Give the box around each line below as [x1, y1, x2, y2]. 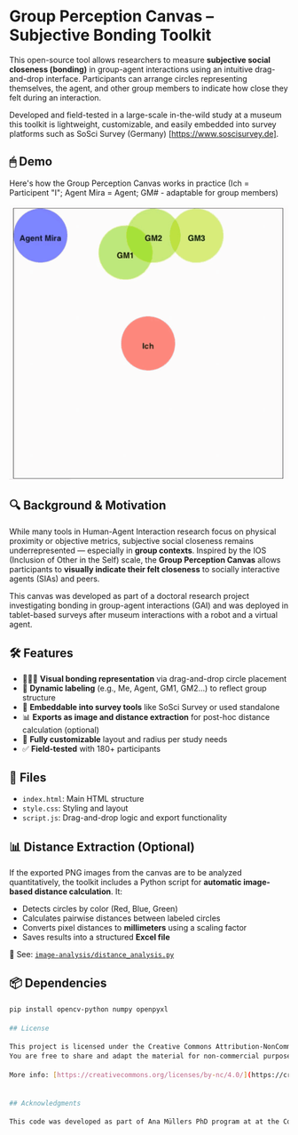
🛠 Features [9, 645, 74, 660]
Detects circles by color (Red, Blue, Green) [21, 903, 178, 914]
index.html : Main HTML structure [21, 794, 145, 804]
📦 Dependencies [9, 976, 107, 991]
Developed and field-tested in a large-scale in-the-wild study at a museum [9, 109, 282, 120]
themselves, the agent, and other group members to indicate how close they [9, 83, 288, 93]
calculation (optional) [21, 724, 100, 735]
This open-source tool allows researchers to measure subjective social [9, 54, 271, 65]
